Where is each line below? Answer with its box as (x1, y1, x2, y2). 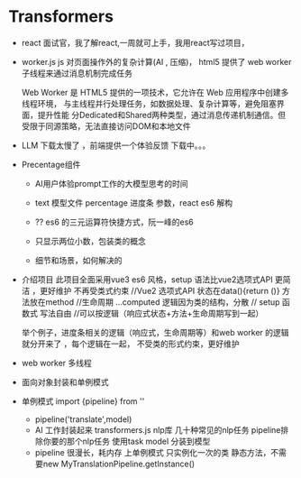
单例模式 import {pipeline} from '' (21, 395, 145, 407)
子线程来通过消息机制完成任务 (21, 68, 132, 78)
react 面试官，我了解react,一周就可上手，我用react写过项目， (21, 37, 250, 48)
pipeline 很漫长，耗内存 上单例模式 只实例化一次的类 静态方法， (34, 446, 271, 457)
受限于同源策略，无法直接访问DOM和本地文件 (21, 120, 191, 132)
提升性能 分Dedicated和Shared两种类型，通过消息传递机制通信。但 (37, 109, 287, 120)
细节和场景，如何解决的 (34, 254, 123, 265)
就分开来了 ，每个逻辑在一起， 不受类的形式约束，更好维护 (21, 338, 240, 349)
